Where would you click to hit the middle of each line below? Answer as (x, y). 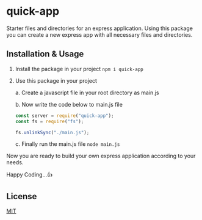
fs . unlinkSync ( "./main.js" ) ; (52, 132)
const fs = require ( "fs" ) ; (49, 121)
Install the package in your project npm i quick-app (79, 69)
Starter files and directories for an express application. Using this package (100, 28)
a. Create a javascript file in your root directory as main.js (87, 93)
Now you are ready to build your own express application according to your (101, 156)
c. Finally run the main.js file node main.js (67, 144)
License (22, 196)
